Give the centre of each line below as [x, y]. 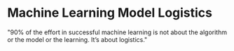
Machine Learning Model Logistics [110, 13]
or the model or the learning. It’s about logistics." [77, 39]
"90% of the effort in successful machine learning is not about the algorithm [117, 32]
